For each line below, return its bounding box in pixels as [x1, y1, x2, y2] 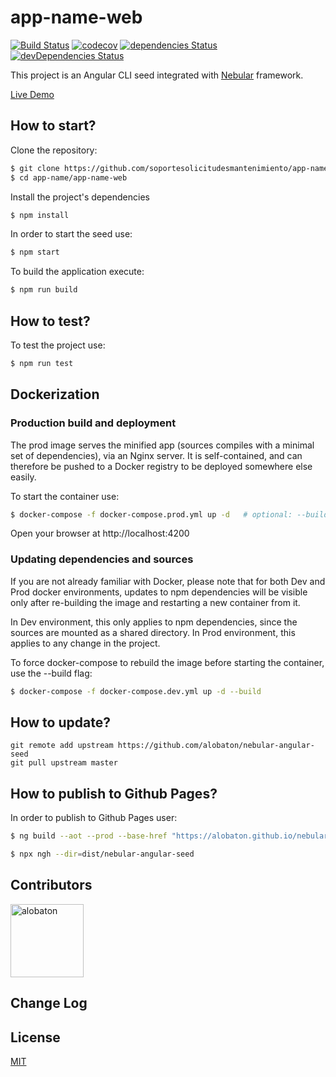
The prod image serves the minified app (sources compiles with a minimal [10, 439, 315, 451]
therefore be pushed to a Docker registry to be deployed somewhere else [10, 460, 313, 472]
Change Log [10, 995, 88, 1012]
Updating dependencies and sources [10, 552, 194, 566]
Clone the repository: [10, 144, 98, 156]
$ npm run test [10, 358, 74, 368]
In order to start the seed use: [10, 228, 133, 240]
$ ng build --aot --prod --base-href [10, 831, 168, 841]
